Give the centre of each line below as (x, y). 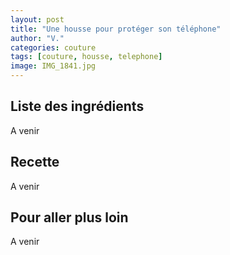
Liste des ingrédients (77, 106)
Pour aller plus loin (69, 217)
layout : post (37, 19)
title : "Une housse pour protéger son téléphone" (116, 29)
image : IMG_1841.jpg (53, 66)
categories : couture (53, 47)
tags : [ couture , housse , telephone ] (86, 57)
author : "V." (37, 38)
